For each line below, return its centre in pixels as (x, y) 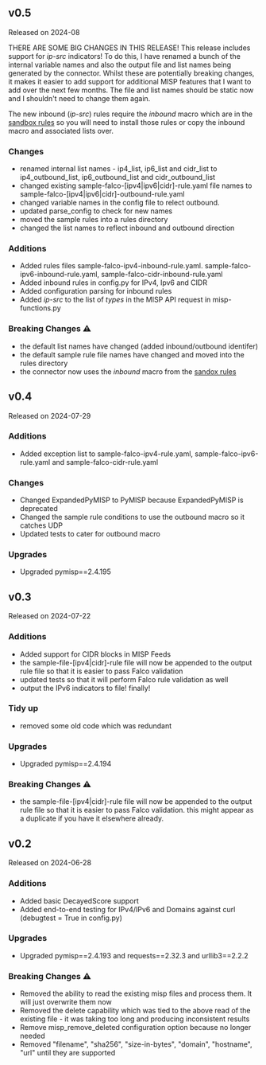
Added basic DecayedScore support (79, 901)
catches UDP (41, 525)
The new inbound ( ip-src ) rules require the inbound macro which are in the (130, 114)
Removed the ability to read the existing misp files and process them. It (136, 993)
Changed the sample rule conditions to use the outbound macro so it (132, 517)
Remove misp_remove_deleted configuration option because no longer (135, 1028)
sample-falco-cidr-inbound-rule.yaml (162, 275)
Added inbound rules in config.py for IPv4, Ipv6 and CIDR (114, 283)
